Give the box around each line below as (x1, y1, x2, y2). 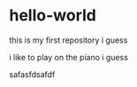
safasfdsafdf (9, 68, 56, 80)
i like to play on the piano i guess (9, 51, 128, 62)
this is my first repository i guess (9, 35, 128, 45)
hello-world (9, 5, 97, 26)
